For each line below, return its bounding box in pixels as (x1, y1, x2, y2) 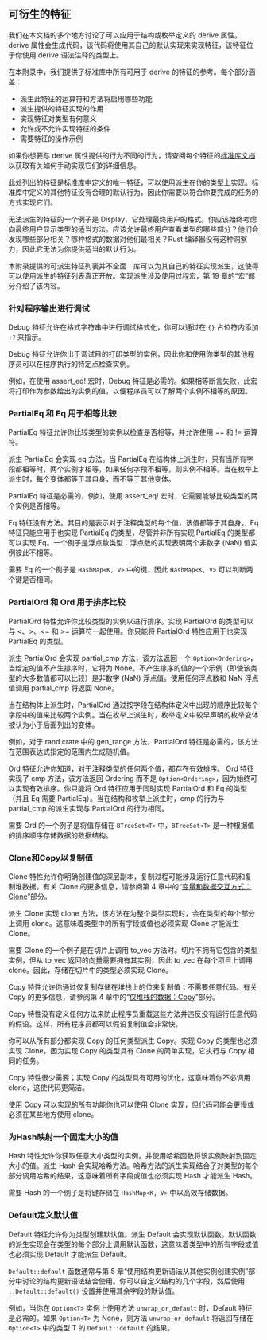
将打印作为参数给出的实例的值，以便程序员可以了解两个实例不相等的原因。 (8, 386, 252, 396)
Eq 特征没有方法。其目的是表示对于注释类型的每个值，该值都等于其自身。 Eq (8, 518, 259, 528)
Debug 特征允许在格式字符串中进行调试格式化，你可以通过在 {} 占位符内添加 (8, 322, 259, 332)
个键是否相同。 (8, 575, 57, 584)
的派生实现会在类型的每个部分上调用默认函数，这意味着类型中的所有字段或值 (8, 1239, 259, 1248)
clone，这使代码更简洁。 (8, 1083, 90, 1092)
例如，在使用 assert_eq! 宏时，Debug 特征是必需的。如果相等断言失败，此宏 (8, 377, 258, 386)
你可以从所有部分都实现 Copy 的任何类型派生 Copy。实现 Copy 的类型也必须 (8, 1036, 258, 1045)
